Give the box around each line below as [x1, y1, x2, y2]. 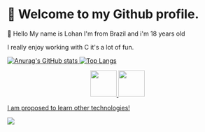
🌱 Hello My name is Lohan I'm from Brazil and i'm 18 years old [7, 29, 185, 38]
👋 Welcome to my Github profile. [7, 6, 199, 22]
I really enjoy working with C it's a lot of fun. [7, 43, 134, 51]
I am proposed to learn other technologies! [7, 103, 131, 112]
